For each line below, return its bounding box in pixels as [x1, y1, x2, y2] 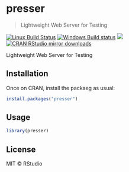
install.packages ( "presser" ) [6, 95, 78, 102]
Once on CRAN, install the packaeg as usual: [6, 84, 115, 91]
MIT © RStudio [6, 160, 43, 167]
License [6, 144, 36, 154]
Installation [6, 69, 49, 79]
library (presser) [6, 128, 49, 134]
